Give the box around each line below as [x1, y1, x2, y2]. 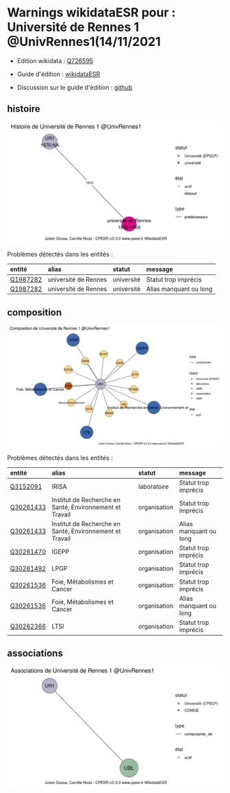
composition [7, 307, 62, 318]
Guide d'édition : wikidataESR [16, 70, 101, 78]
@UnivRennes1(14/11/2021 [7, 34, 161, 49]
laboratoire [138, 482, 169, 490]
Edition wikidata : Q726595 [16, 56, 94, 64]
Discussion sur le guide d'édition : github [16, 83, 132, 91]
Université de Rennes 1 [7, 19, 140, 35]
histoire [7, 103, 41, 115]
